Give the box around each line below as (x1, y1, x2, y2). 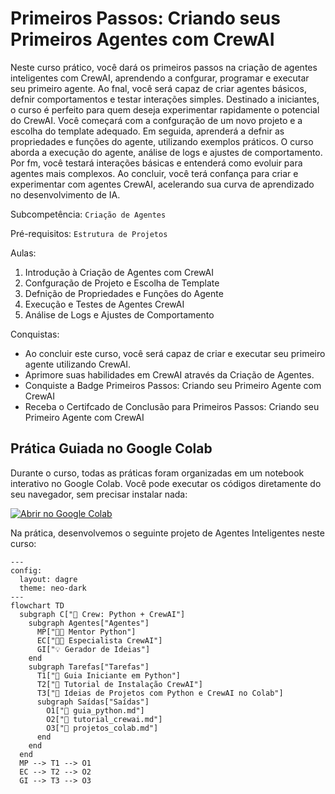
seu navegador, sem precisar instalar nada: (10, 488, 188, 500)
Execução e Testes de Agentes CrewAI (24, 298, 185, 310)
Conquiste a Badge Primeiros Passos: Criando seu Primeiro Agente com (24, 379, 322, 391)
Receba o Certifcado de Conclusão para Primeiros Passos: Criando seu (24, 400, 320, 412)
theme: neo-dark (19, 583, 87, 593)
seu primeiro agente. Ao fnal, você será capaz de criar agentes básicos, (10, 82, 307, 94)
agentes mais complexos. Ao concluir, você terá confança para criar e (10, 167, 299, 179)
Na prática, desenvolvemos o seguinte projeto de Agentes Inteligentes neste (10, 527, 325, 539)
